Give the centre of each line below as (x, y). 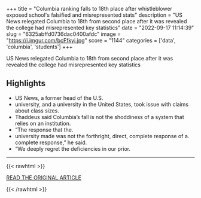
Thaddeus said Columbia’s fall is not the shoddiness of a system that (99, 117)
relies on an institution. (43, 123)
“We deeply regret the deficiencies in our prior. (73, 148)
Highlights (26, 83)
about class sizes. (37, 111)
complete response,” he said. (51, 142)
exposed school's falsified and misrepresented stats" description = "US (95, 15)
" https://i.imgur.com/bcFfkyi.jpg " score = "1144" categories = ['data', (91, 40)
